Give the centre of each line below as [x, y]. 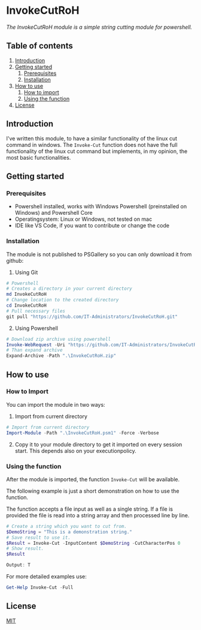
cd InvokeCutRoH [26, 306]
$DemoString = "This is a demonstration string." [69, 532]
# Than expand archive [34, 350]
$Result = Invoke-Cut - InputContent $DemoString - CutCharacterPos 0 [93, 543]
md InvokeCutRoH [26, 295]
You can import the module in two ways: [56, 404]
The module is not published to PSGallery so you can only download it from [99, 254]
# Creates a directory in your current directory [69, 289]
